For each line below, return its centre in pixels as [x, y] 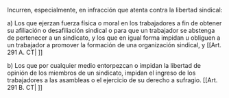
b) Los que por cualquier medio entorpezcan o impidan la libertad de [104, 65]
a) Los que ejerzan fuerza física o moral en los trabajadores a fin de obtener [114, 23]
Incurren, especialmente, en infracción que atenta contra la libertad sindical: [115, 10]
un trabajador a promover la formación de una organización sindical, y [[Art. [114, 45]
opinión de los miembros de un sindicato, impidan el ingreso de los [101, 73]
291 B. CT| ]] [25, 87]
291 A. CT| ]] [25, 52]
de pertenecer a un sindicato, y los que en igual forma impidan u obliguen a [114, 38]
